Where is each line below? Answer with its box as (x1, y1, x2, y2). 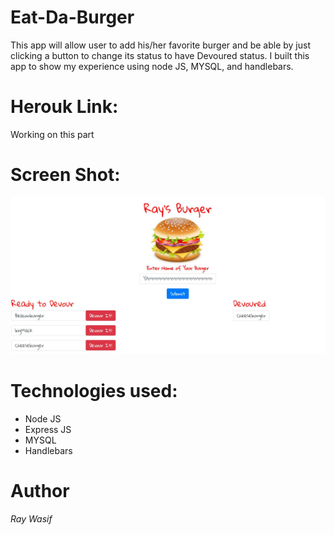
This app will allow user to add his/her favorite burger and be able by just (10, 39, 312, 51)
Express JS (24, 423, 72, 435)
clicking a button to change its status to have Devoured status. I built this (10, 49, 310, 61)
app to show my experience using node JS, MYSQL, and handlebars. (10, 60, 294, 72)
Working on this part (10, 128, 95, 140)
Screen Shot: (10, 164, 121, 186)
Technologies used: (10, 380, 178, 403)
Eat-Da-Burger (10, 6, 135, 29)
